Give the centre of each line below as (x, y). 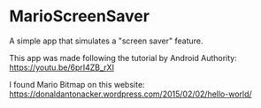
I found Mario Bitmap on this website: (77, 84)
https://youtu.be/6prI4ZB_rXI (62, 67)
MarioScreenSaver (80, 16)
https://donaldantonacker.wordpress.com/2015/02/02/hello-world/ (130, 94)
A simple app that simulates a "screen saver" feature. (106, 41)
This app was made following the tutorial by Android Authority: (123, 58)
